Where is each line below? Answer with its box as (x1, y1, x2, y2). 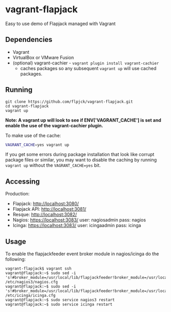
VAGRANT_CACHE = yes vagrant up (5, 142, 70, 147)
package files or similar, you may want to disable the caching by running (5, 157, 157, 163)
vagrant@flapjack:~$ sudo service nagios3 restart (5, 298, 115, 303)
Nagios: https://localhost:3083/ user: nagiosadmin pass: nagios (12, 217, 146, 223)
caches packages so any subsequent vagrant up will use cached (20, 65, 157, 71)
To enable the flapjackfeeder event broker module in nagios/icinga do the (5, 251, 159, 257)
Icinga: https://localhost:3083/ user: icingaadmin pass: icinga (12, 222, 141, 229)
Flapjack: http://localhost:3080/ (12, 200, 79, 207)
